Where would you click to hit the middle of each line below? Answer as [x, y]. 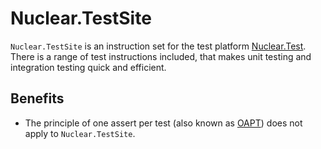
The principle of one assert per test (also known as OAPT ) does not [163, 123]
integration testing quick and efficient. [88, 67]
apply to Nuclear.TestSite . [80, 133]
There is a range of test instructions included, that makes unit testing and [161, 56]
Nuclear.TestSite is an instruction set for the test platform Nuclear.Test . [158, 46]
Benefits [37, 98]
